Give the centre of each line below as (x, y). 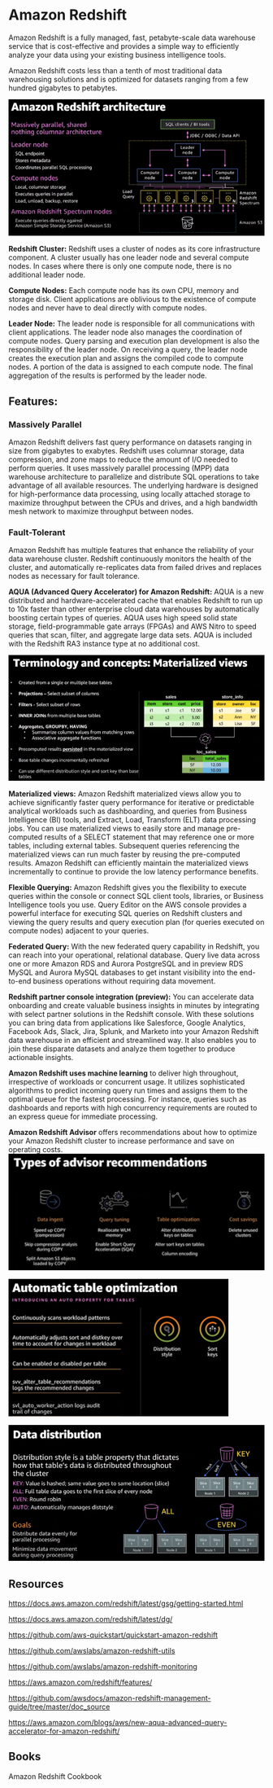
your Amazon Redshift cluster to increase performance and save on (121, 1141)
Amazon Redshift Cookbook (55, 1776)
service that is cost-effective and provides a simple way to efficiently (124, 46)
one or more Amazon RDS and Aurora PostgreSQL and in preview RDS (126, 963)
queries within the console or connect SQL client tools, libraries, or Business (136, 896)
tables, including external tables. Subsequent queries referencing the (124, 845)
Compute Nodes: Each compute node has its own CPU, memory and (124, 291)
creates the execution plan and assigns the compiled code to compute (126, 358)
